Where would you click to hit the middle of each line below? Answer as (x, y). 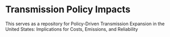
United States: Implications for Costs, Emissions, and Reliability (72, 29)
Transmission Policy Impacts (68, 10)
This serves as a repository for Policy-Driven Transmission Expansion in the (85, 24)
